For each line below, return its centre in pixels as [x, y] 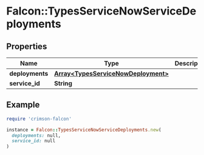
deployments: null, [36, 135]
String [63, 83]
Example [23, 105]
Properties [27, 46]
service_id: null [34, 141]
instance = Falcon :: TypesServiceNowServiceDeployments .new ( [84, 130]
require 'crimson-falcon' [39, 119]
